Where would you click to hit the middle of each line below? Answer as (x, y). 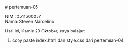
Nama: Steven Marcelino (30, 22)
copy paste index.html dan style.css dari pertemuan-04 (68, 40)
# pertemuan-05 (21, 7)
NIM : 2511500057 (23, 16)
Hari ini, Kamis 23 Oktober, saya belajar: (45, 31)
